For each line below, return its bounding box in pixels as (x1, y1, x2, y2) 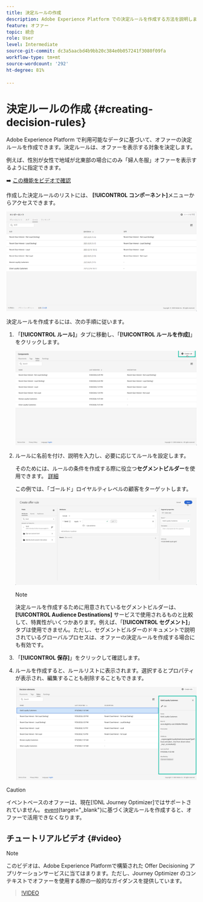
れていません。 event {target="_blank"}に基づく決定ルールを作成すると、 (6, 807, 187, 814)
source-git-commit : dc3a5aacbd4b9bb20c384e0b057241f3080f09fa (6, 48, 166, 54)
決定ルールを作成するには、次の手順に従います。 (6, 318, 128, 325)
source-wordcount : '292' (6, 60, 69, 66)
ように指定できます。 (11, 164, 65, 172)
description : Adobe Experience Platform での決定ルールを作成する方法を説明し (6, 16, 193, 22)
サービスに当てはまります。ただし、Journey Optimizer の (43, 869, 185, 877)
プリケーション (6, 869, 43, 877)
